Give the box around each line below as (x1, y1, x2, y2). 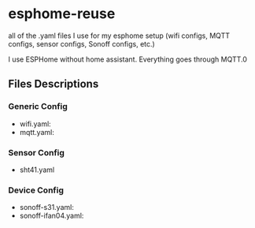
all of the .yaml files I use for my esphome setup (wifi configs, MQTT (8, 31, 231, 40)
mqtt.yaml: (19, 127, 55, 136)
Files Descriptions (8, 77, 99, 91)
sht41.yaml (19, 165, 55, 174)
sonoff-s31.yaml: (19, 203, 75, 212)
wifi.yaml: (19, 119, 51, 129)
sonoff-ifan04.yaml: (19, 211, 84, 221)
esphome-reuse (8, 5, 116, 23)
